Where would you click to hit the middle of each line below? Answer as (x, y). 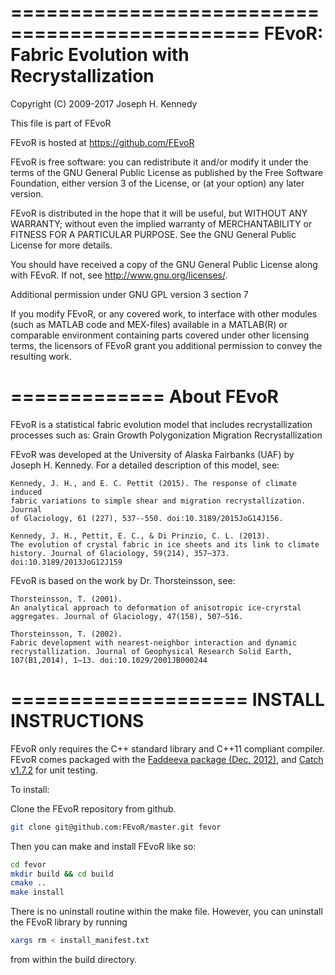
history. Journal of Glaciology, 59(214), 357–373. (120, 553)
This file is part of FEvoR (61, 123)
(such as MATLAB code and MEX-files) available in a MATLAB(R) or (149, 324)
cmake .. (28, 883)
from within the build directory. (73, 960)
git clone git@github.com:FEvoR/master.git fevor (116, 827)
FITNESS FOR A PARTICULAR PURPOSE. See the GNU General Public (153, 234)
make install (37, 892)
